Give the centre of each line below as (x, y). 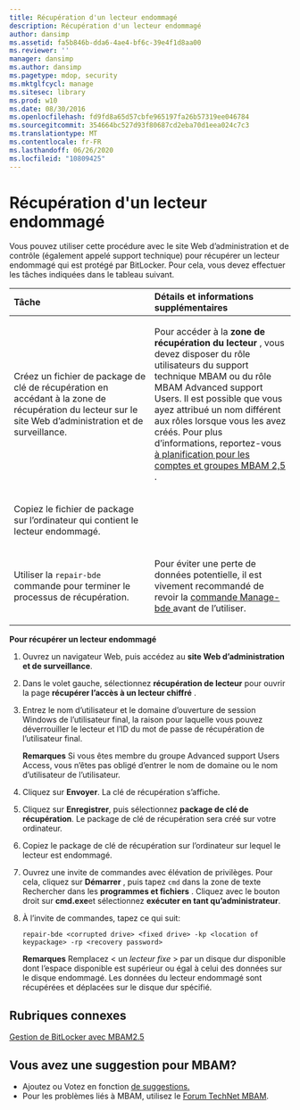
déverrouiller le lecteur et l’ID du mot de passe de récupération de (143, 729)
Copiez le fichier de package (74, 509)
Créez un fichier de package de (79, 377)
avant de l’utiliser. (210, 609)
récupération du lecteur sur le (76, 410)
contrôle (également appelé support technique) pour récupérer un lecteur (145, 256)
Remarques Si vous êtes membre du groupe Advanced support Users (150, 756)
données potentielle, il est (208, 575)
